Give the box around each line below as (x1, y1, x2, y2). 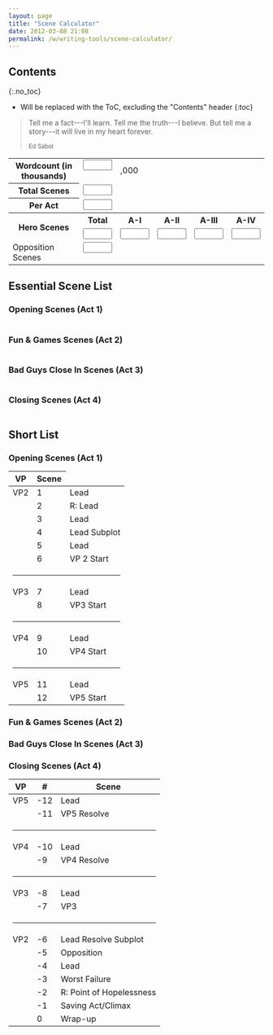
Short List (8, 428, 59, 442)
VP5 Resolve (60, 808, 110, 819)
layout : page (8, 11, 53, 20)
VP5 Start (69, 692, 107, 704)
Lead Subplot (69, 527, 121, 538)
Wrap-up (60, 1013, 97, 1024)
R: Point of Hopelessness (60, 987, 157, 998)
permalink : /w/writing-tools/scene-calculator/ (8, 34, 173, 43)
